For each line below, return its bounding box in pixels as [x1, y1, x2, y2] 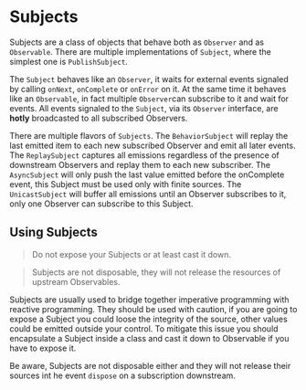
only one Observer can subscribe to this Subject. [9, 198, 194, 209]
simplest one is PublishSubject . [9, 56, 128, 67]
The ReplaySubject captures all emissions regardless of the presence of [9, 149, 280, 161]
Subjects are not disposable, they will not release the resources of [31, 267, 281, 278]
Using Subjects [9, 225, 99, 240]
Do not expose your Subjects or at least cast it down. [31, 248, 231, 259]
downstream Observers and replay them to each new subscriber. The [9, 159, 271, 170]
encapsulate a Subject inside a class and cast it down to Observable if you [9, 332, 290, 343]
